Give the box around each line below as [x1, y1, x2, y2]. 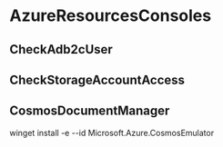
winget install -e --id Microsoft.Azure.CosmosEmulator [9, 127, 215, 138]
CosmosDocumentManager [9, 103, 170, 119]
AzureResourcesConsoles [9, 5, 212, 26]
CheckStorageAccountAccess [9, 72, 185, 87]
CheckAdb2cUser [9, 42, 114, 57]
